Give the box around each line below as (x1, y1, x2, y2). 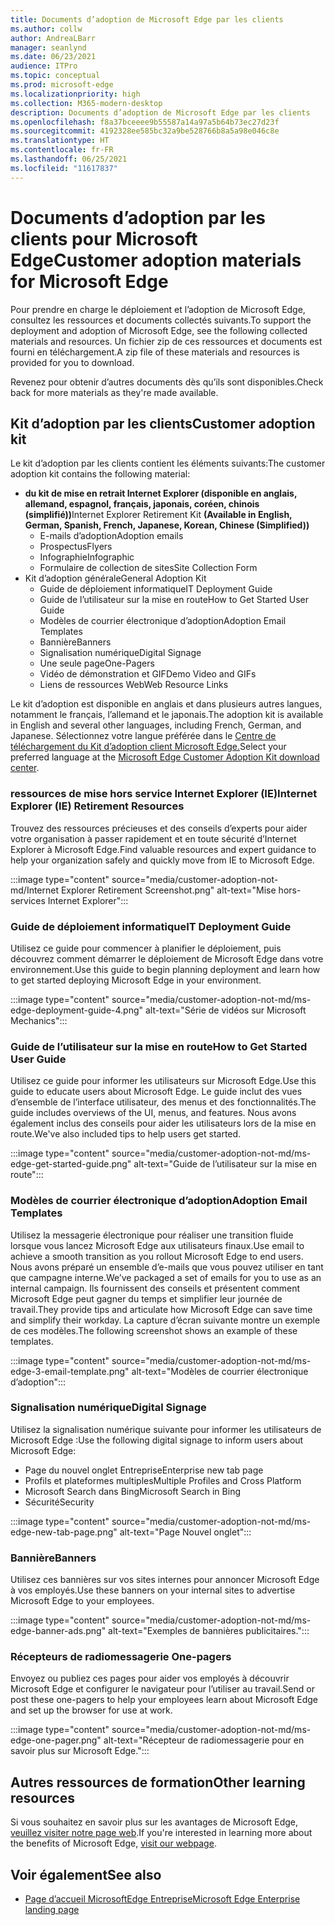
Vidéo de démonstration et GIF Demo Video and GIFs (39, 668, 257, 680)
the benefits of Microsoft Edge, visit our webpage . (10, 1837, 217, 1850)
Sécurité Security (24, 1496, 95, 1508)
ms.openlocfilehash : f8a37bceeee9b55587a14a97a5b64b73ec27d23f (10, 117, 280, 127)
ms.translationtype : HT (10, 136, 110, 146)
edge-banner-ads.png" (10, 1625, 107, 1637)
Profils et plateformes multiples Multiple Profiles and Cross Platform (24, 1474, 302, 1486)
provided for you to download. (10, 356, 135, 368)
